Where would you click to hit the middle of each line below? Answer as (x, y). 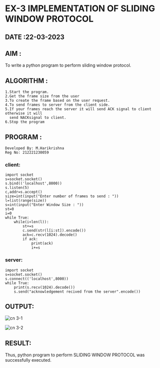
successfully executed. (28, 360)
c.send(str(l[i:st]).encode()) (54, 230)
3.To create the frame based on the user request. (58, 101)
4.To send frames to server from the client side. (58, 105)
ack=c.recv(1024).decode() (50, 235)
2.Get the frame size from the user (42, 96)
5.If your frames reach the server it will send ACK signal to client (78, 109)
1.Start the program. (27, 92)
